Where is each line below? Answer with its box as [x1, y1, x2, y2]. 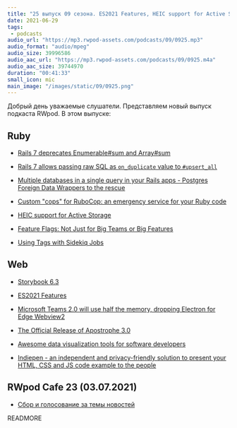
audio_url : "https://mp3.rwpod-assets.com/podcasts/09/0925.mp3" [7, 37, 203, 44]
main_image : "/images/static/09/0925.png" [7, 83, 134, 90]
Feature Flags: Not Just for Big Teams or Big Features [17, 225, 174, 233]
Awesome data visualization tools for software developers [17, 340, 186, 348]
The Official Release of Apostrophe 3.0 [17, 326, 131, 334]
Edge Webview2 [17, 312, 66, 321]
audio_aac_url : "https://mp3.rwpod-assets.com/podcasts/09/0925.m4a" [7, 57, 217, 64]
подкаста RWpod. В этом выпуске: [7, 109, 111, 118]
